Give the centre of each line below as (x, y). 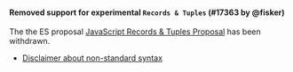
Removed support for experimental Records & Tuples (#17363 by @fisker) (147, 12)
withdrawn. (30, 41)
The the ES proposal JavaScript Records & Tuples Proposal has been (135, 32)
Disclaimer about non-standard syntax (92, 58)
